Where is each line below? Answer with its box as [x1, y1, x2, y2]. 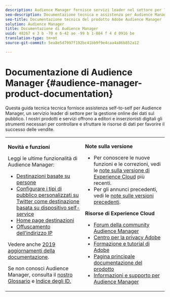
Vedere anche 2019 [8, 241, 56, 248]
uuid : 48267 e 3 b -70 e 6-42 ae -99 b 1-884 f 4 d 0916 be [5, 31, 135, 36]
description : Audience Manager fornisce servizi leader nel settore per [5, 7, 162, 13]
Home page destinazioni [16, 217, 74, 224]
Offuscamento [16, 223, 51, 230]
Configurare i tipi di [16, 185, 62, 192]
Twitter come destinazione [16, 198, 80, 205]
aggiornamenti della [8, 247, 55, 254]
